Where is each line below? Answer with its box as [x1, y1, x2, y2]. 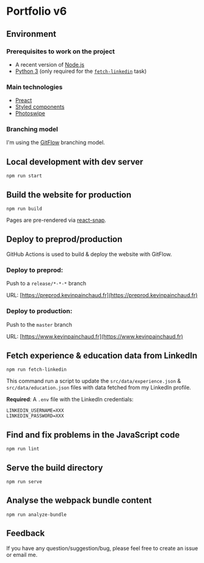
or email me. [6, 551, 38, 558]
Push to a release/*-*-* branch [6, 280, 87, 287]
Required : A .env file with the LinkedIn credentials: [6, 396, 134, 403]
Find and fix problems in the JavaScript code [6, 429, 180, 440]
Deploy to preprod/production [6, 234, 123, 244]
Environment [6, 29, 57, 39]
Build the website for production [6, 189, 132, 200]
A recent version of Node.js [15, 61, 84, 68]
